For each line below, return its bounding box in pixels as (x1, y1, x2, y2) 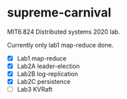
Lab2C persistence (16, 78, 71, 86)
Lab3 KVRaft (16, 85, 53, 93)
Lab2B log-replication (16, 70, 79, 78)
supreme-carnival (7, 5, 111, 21)
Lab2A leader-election (16, 62, 81, 70)
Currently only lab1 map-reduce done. (7, 41, 114, 49)
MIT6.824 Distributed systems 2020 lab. (7, 27, 121, 36)
